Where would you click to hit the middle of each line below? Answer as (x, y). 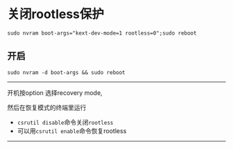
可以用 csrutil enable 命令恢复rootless (72, 131)
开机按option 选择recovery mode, (55, 93)
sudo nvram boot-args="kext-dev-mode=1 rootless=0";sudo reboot (102, 33)
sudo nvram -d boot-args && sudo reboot (67, 72)
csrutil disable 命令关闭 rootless (65, 122)
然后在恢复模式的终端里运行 (47, 107)
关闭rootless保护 (56, 14)
